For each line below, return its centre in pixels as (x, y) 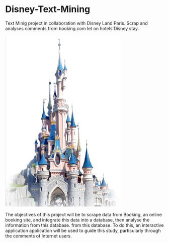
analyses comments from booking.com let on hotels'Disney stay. (72, 28)
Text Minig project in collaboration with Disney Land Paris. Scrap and (77, 23)
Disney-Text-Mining (48, 9)
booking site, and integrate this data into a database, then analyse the (77, 220)
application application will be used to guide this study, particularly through (83, 230)
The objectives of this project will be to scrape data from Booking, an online (83, 214)
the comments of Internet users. (38, 236)
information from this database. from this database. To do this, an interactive (84, 225)
